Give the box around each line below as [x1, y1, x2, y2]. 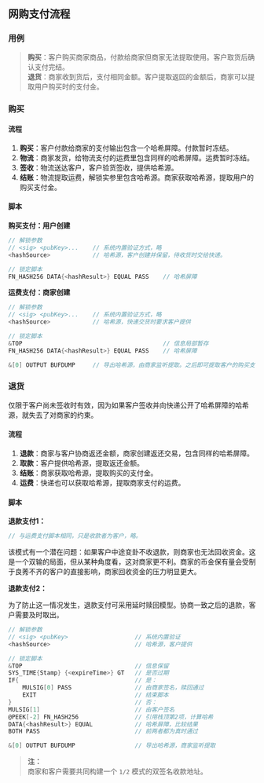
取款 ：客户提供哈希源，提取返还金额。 [19, 459, 144, 468]
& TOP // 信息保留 [8, 662, 169, 670]
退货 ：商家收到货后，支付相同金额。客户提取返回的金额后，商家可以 [27, 71, 248, 81]
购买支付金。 [19, 182, 61, 192]
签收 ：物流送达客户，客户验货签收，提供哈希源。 [19, 163, 178, 172]
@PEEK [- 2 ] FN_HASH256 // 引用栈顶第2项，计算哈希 [8, 713, 214, 721]
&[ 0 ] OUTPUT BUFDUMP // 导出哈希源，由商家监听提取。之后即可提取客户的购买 [8, 360, 250, 369]
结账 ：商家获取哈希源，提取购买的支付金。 [19, 468, 158, 477]
